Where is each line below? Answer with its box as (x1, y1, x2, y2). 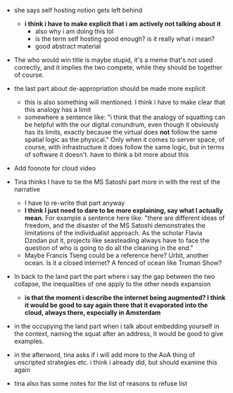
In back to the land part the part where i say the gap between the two (13, 273, 215, 280)
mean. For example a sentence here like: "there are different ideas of (24, 214, 225, 222)
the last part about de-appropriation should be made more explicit (13, 85, 206, 92)
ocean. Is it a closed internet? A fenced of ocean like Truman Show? (24, 258, 222, 267)
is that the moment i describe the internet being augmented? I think (24, 294, 226, 301)
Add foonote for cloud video (13, 164, 96, 172)
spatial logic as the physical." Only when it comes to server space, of (24, 135, 225, 144)
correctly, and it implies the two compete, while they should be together (13, 63, 223, 71)
